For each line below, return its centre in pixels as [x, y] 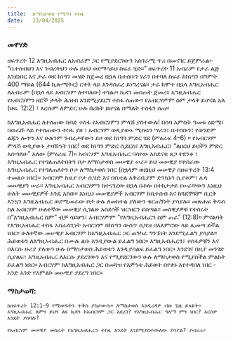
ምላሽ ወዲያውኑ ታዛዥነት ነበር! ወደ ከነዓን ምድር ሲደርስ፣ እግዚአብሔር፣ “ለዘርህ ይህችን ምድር [115, 146]
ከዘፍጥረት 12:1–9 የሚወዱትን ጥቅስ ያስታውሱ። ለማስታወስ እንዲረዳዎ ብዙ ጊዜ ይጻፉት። [104, 306]
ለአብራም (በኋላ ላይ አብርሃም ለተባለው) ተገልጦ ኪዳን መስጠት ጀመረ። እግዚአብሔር [104, 92]
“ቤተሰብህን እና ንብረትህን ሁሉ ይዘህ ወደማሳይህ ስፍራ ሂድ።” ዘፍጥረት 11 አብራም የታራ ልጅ [113, 68]
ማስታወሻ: [22, 291]
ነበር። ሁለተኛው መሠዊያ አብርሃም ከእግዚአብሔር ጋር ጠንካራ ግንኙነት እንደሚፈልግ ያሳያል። [112, 232]
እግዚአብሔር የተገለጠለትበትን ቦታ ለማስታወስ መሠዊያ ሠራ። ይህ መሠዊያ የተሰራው [104, 161]
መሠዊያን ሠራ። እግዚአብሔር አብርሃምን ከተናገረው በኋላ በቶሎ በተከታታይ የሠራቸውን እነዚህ [115, 185]
